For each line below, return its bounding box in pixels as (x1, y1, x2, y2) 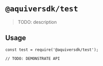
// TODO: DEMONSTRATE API (5, 56, 60, 61)
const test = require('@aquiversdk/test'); (5, 47, 99, 52)
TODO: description (17, 19, 57, 25)
